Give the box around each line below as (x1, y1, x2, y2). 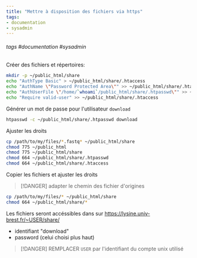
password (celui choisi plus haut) (14, 233, 95, 241)
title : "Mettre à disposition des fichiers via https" (6, 8, 143, 15)
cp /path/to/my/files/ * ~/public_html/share (6, 194, 117, 200)
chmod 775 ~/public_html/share (6, 149, 83, 156)
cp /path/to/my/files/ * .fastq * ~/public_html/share (6, 139, 135, 145)
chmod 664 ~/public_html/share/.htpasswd (6, 155, 109, 161)
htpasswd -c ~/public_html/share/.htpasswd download (6, 116, 138, 122)
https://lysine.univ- (104, 210, 151, 217)
